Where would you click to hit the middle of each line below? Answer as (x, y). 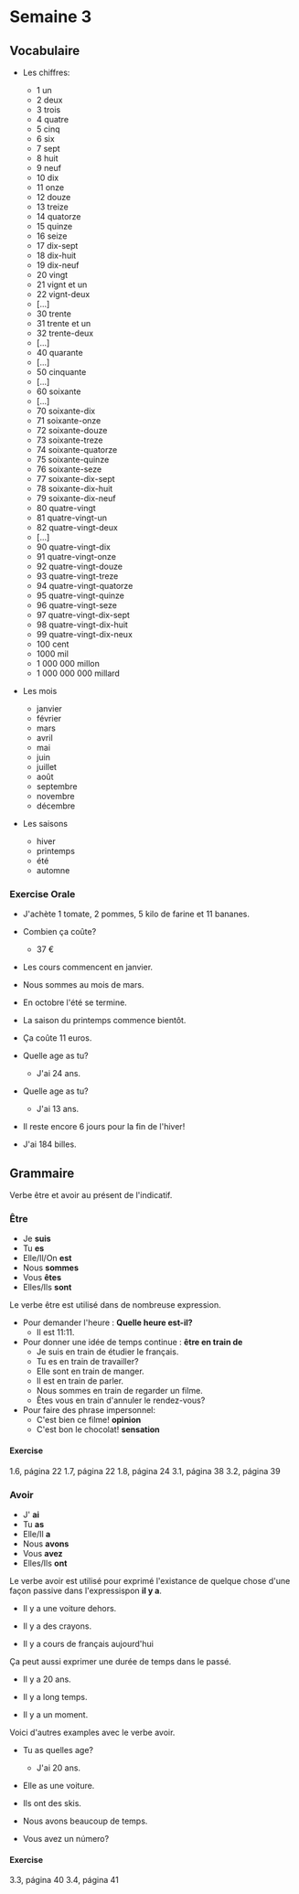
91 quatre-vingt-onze (76, 556)
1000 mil (52, 654)
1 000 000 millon (68, 663)
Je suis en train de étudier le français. (107, 1352)
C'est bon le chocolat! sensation (98, 1429)
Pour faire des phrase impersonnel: (89, 1410)
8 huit (47, 158)
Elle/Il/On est (47, 1258)
